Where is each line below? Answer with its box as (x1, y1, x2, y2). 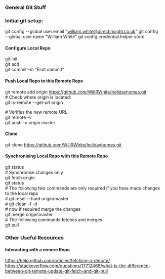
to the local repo (5, 190, 39, 196)
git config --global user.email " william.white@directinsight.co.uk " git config (5, 29, 158, 35)
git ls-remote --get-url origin (5, 99, 63, 105)
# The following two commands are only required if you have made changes (5, 185, 160, 191)
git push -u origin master (5, 119, 56, 125)
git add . (5, 61, 22, 67)
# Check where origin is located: (5, 94, 72, 100)
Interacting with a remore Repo (5, 246, 70, 252)
